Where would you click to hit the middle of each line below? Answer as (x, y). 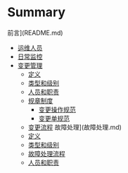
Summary (36, 12)
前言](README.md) (35, 32)
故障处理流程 (46, 153)
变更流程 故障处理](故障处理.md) (75, 127)
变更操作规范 (57, 109)
